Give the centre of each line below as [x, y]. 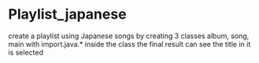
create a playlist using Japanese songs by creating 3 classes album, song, [129, 36]
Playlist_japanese [68, 14]
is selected [26, 52]
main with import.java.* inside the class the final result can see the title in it [129, 44]
